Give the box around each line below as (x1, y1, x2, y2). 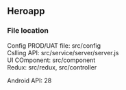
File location (7, 26, 49, 35)
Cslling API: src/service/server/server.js (7, 48, 119, 57)
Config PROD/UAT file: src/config (7, 41, 101, 50)
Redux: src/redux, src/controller (7, 63, 97, 71)
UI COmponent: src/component (7, 56, 96, 64)
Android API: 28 (7, 76, 52, 85)
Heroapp (7, 5, 45, 17)
